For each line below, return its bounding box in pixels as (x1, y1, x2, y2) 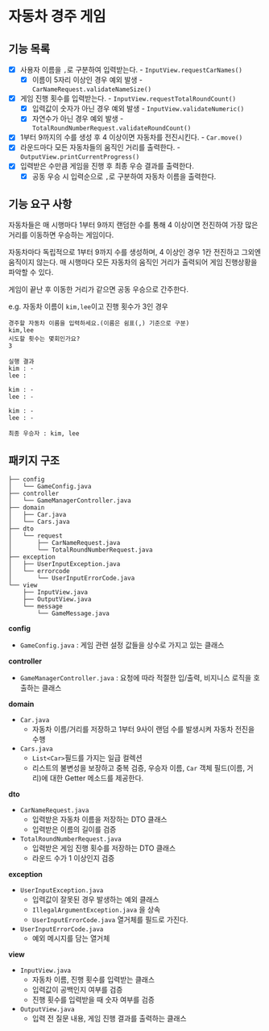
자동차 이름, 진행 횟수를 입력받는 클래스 (31, 975, 155, 984)
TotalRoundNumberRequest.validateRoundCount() (31, 124, 192, 133)
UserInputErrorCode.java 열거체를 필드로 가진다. (31, 915, 188, 925)
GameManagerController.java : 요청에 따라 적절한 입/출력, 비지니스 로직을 (19, 673, 252, 683)
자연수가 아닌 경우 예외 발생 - (31, 114, 124, 123)
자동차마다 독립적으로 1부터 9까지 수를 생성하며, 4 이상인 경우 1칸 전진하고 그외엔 (8, 247, 262, 257)
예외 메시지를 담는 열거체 (31, 933, 110, 943)
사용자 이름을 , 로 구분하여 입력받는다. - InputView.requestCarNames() (19, 65, 243, 74)
